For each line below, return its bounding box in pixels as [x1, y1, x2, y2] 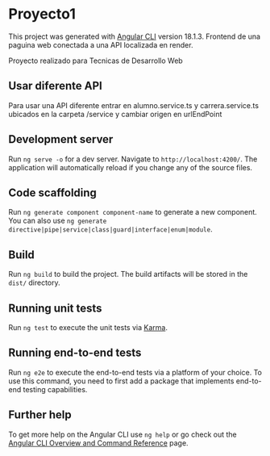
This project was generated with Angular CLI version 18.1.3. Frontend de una [8, 31, 260, 41]
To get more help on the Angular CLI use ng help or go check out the [8, 429, 237, 439]
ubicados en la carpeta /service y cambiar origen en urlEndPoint [8, 109, 222, 119]
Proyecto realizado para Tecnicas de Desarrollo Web [8, 56, 183, 65]
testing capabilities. [23, 384, 88, 394]
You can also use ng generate [8, 215, 107, 226]
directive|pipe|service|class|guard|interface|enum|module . [8, 224, 213, 234]
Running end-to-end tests [8, 346, 142, 360]
